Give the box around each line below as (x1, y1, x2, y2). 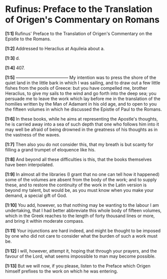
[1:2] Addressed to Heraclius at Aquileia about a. (5, 45, 105, 51)
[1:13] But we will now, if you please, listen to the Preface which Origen (5, 263, 151, 269)
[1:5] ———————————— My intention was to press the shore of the (5, 74, 157, 80)
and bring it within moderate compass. (5, 218, 85, 224)
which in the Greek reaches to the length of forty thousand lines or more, (5, 213, 155, 219)
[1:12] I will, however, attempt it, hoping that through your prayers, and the (5, 248, 157, 254)
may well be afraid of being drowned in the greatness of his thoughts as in (5, 126, 158, 133)
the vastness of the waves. (5, 132, 61, 138)
